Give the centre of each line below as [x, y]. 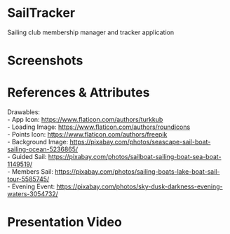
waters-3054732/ [33, 194]
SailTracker [41, 13]
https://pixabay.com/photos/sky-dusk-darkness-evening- [140, 186]
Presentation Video [65, 222]
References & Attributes [79, 93]
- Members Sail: [31, 172]
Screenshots [45, 61]
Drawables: [24, 112]
